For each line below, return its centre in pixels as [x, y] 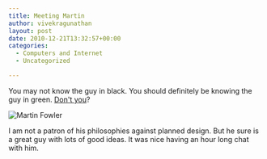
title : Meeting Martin [47, 16]
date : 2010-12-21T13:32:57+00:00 [65, 38]
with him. [23, 148]
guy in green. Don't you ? [49, 99]
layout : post [30, 31]
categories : [28, 46]
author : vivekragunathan [50, 23]
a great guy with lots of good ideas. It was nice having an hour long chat [129, 139]
